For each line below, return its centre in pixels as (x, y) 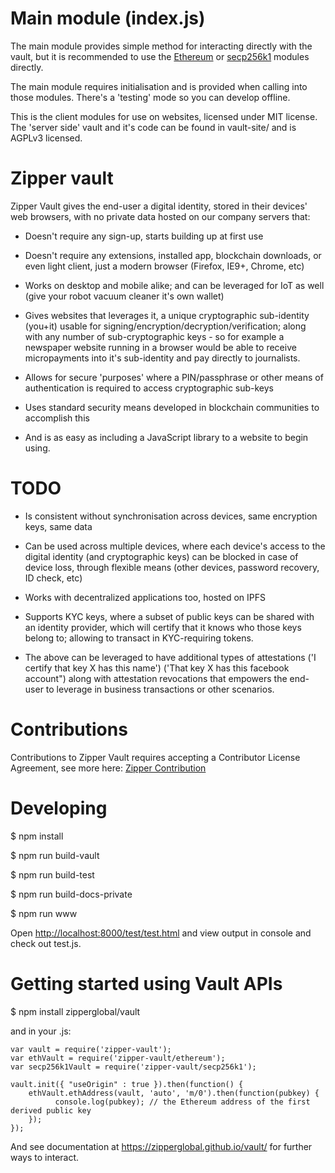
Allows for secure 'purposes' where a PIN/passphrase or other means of (174, 377)
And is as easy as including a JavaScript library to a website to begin (166, 437)
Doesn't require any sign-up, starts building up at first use (144, 236)
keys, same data (58, 526)
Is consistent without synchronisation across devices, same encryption (171, 516)
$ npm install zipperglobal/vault (75, 1011)
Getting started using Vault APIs (146, 983)
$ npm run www (44, 913)
